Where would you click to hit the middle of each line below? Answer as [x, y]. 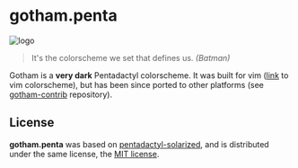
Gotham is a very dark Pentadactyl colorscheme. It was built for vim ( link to [149, 75]
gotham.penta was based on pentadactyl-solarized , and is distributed [139, 144]
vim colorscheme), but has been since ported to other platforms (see [137, 84]
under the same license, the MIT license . [84, 154]
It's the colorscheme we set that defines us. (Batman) [131, 57]
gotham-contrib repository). [61, 94]
